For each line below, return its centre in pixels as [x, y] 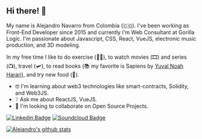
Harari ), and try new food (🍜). [43, 74]
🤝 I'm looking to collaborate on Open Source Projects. [82, 106]
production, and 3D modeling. [43, 45]
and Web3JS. [32, 93]
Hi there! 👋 [27, 11]
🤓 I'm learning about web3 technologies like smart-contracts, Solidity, [102, 86]
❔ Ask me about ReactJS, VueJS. [56, 99]
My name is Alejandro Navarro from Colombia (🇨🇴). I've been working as [98, 25]
